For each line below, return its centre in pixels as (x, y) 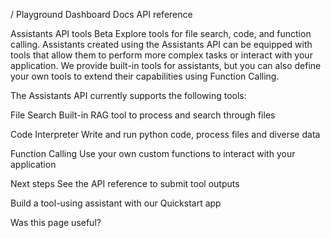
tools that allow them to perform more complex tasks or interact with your (161, 55)
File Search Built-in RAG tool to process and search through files (143, 115)
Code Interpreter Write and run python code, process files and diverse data (165, 134)
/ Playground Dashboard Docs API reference (101, 14)
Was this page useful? (56, 222)
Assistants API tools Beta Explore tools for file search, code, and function (161, 33)
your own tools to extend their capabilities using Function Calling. (145, 76)
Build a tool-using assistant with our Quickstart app (116, 203)
